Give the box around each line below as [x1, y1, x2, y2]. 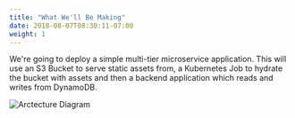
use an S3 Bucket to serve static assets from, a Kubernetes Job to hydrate [9, 63, 283, 74]
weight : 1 [9, 29, 46, 38]
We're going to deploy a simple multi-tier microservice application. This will [9, 54, 287, 65]
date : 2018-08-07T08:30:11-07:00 [9, 21, 134, 30]
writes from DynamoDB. [9, 82, 98, 93]
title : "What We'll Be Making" [9, 12, 126, 22]
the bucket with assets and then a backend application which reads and [9, 73, 274, 83]
